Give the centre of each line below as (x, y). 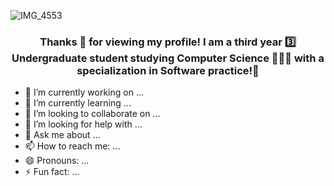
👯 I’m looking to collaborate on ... (92, 114)
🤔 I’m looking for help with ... (83, 124)
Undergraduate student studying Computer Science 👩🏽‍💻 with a (168, 58)
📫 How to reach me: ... (72, 146)
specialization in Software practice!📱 (168, 70)
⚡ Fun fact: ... (52, 172)
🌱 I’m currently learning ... (78, 103)
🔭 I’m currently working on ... (84, 92)
